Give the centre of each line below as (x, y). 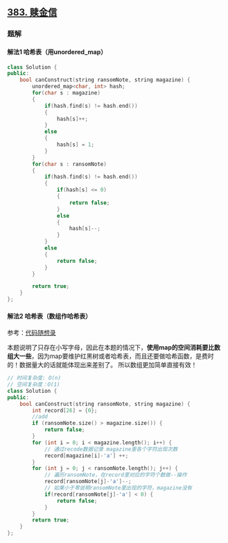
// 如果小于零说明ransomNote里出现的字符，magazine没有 (118, 488)
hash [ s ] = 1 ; (76, 145)
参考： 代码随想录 (32, 333)
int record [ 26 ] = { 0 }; (65, 410)
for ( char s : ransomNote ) (70, 164)
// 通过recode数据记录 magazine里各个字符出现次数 (111, 449)
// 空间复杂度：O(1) (34, 384)
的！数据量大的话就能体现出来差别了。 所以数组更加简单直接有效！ (102, 365)
